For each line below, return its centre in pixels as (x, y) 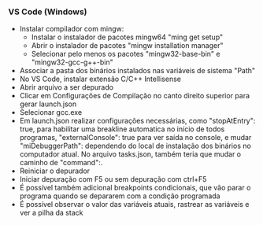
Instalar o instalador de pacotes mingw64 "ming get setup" (127, 37)
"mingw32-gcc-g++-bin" (72, 62)
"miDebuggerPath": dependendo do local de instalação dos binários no (135, 146)
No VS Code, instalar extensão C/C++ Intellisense (100, 79)
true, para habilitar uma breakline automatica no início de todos (122, 129)
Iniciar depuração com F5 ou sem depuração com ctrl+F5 (113, 179)
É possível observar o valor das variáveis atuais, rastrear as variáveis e (134, 205)
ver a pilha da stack (51, 213)
